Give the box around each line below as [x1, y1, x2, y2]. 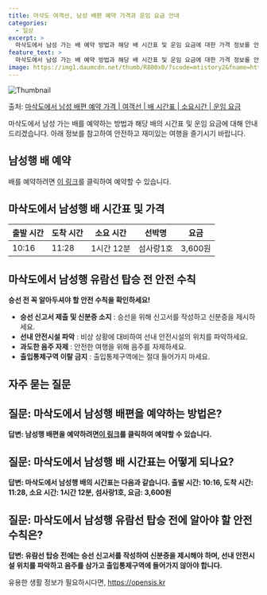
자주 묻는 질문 [8, 377, 72, 391]
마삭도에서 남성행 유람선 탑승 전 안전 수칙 [8, 272, 196, 286]
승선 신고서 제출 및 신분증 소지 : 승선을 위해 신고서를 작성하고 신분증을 [19, 312, 234, 322]
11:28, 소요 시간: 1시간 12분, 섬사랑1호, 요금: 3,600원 [8, 488, 172, 497]
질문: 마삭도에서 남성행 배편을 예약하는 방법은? [8, 406, 222, 420]
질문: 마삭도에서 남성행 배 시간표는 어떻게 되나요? [8, 455, 234, 469]
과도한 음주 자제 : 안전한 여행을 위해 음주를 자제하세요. [19, 342, 187, 352]
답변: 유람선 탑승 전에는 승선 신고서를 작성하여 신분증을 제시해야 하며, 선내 [8, 550, 234, 561]
